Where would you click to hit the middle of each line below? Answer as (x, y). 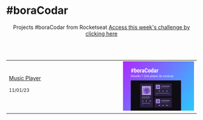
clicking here (101, 33)
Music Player (25, 78)
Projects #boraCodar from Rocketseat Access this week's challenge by (101, 27)
